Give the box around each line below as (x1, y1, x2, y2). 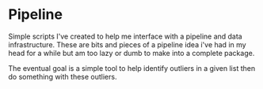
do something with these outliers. (8, 72, 117, 81)
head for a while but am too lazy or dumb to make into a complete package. (8, 48, 255, 57)
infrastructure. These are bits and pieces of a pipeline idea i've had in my (8, 39, 247, 49)
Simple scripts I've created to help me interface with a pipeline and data (8, 32, 243, 41)
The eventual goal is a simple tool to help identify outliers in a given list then (8, 63, 256, 72)
